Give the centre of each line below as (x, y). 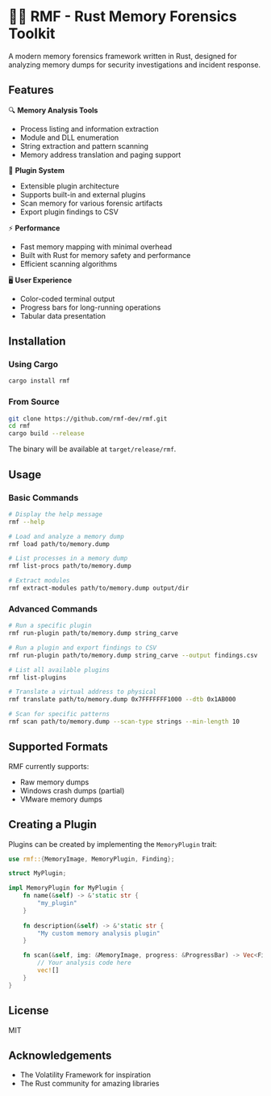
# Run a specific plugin (50, 626)
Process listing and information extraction (89, 129)
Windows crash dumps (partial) (72, 790)
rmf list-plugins (38, 677)
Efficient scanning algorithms (69, 264)
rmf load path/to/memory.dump (59, 544)
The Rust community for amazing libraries (90, 1084)
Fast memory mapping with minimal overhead (96, 247)
